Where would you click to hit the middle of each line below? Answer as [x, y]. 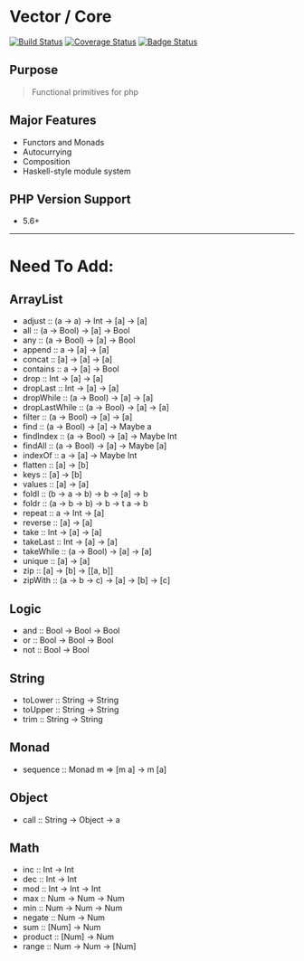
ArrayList [36, 299]
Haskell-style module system [76, 171]
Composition [46, 161]
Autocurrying [47, 152]
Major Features [53, 121]
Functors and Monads [63, 142]
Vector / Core [61, 17]
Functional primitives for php [85, 91]
